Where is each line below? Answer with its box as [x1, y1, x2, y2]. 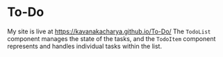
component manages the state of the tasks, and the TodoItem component [7, 34, 216, 42]
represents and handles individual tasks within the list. [7, 42, 162, 50]
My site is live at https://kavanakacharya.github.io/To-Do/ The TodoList [7, 27, 211, 35]
